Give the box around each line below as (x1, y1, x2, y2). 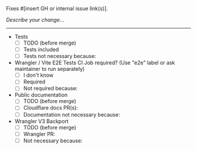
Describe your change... (6, 16, 64, 23)
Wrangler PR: (23, 130, 56, 137)
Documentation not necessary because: (23, 111, 120, 118)
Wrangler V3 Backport (14, 117, 69, 125)
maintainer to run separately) (14, 66, 85, 73)
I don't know (23, 71, 54, 79)
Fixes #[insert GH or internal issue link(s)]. (6, 5, 108, 12)
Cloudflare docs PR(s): (23, 104, 78, 111)
